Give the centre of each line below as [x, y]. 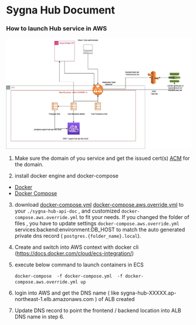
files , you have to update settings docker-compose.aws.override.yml [97, 224]
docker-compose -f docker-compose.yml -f [69, 276]
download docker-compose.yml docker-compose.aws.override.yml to [99, 205]
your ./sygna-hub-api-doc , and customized [67, 211]
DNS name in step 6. [39, 317]
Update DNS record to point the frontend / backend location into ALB [98, 310]
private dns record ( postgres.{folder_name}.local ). [78, 236]
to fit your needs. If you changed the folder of [134, 217]
